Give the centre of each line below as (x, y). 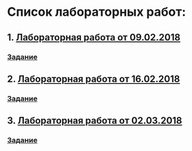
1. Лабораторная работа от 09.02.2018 (94, 37)
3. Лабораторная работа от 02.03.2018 (95, 121)
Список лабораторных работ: (97, 12)
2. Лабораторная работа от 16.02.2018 (94, 79)
